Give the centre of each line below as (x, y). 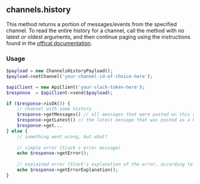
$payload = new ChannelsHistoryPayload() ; (60, 71)
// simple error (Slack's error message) (69, 148)
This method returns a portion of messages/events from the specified (92, 24)
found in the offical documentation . (49, 43)
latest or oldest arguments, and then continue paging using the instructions (98, 37)
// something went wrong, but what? (62, 136)
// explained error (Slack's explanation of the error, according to (105, 164)
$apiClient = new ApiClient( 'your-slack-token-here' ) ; (76, 87)
